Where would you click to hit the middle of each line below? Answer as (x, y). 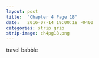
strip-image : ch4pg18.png (38, 33)
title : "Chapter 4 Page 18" (42, 17)
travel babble (22, 50)
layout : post (22, 11)
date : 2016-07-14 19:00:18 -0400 (50, 22)
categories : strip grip (35, 28)
